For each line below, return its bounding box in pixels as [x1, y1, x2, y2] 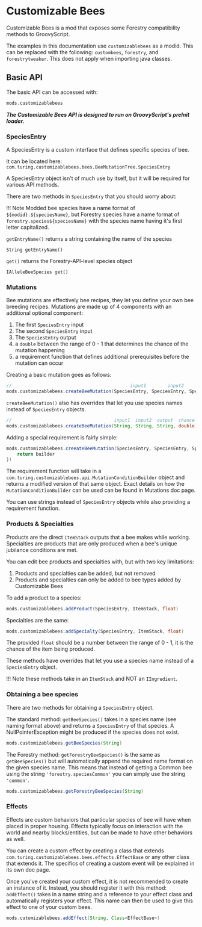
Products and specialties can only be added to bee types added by [14, 576, 182, 583]
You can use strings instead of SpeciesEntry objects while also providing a [6, 498, 191, 506]
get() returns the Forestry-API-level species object [6, 257, 133, 264]
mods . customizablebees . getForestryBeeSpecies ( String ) [6, 788, 144, 794]
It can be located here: [6, 158, 62, 165]
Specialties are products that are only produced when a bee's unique [6, 540, 177, 547]
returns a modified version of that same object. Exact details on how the [6, 480, 185, 488]
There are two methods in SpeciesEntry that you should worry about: [6, 193, 177, 200]
